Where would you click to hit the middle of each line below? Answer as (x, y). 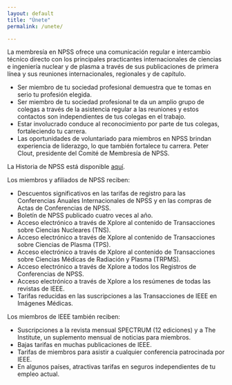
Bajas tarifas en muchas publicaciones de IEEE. (84, 345)
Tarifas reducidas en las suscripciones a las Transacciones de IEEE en (117, 296)
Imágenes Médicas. (45, 304)
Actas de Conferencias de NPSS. (64, 208)
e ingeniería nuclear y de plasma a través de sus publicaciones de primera (113, 67)
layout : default (30, 13)
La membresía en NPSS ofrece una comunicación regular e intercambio (109, 52)
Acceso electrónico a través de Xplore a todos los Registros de (107, 267)
